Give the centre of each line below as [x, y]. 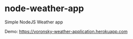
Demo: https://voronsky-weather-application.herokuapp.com [66, 31]
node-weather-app [44, 9]
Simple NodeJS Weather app [34, 22]
